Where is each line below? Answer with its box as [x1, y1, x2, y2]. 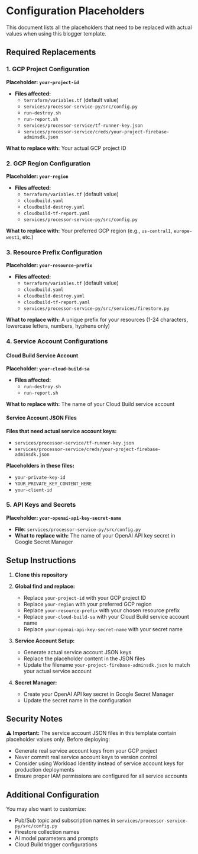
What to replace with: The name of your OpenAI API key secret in [14, 532, 176, 539]
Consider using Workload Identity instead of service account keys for [14, 760, 184, 767]
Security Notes [6, 714, 63, 724]
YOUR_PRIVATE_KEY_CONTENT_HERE [14, 481, 92, 487]
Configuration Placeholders [6, 4, 145, 18]
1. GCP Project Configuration [6, 65, 90, 73]
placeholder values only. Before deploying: [6, 736, 111, 743]
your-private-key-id [14, 474, 66, 481]
